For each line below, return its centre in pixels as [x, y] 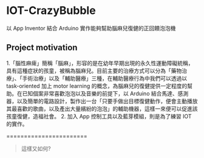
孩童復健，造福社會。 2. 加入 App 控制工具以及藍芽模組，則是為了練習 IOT [99, 116]
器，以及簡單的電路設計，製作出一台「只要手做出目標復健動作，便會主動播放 [102, 101]
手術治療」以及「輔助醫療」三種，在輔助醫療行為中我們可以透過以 [104, 78]
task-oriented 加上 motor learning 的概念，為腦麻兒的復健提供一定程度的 [97, 86]
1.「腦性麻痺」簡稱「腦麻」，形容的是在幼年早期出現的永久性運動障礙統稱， [100, 63]
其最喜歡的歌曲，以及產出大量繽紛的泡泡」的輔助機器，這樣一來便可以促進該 [102, 108]
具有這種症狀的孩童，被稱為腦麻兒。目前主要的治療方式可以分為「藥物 [94, 70]
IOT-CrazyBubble [51, 11]
